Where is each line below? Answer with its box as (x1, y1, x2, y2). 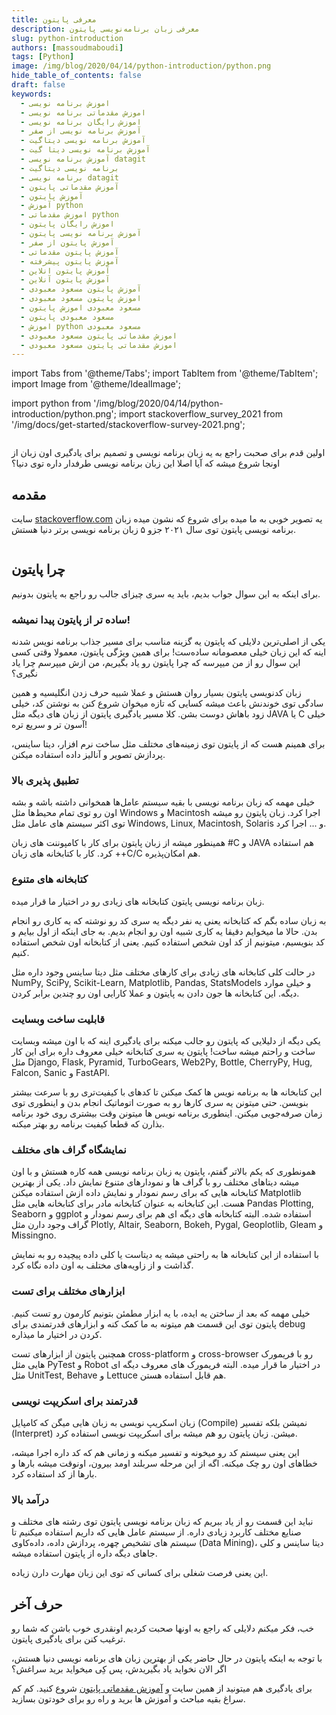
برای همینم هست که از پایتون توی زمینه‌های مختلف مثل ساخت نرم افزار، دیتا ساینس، (11, 738, 326, 750)
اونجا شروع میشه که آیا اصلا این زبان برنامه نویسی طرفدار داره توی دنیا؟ (11, 457, 281, 470)
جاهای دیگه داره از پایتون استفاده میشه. (11, 1547, 158, 1560)
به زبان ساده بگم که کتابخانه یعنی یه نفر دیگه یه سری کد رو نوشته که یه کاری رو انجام (11, 914, 327, 926)
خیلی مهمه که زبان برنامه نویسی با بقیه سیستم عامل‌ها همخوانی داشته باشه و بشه (11, 796, 316, 808)
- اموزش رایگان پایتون (20, 219, 115, 230)
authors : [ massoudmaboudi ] (11, 42, 124, 53)
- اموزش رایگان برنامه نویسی (20, 117, 142, 127)
